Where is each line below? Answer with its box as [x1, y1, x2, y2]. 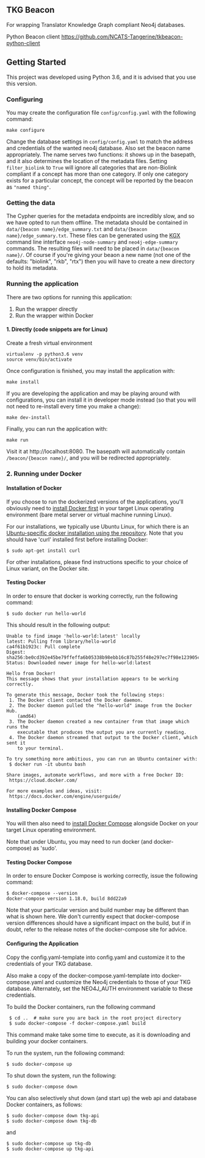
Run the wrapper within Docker [15, 311, 93, 319]
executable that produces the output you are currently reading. [17, 729, 187, 736]
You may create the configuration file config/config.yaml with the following [6, 109, 196, 116]
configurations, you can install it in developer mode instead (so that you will [6, 396, 196, 403]
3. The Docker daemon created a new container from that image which [9, 718, 190, 725]
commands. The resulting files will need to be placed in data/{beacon [6, 245, 180, 252]
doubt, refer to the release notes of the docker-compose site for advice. [6, 926, 187, 933]
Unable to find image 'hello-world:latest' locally [6, 633, 140, 640]
